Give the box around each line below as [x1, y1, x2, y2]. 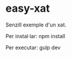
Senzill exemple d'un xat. [5, 21, 67, 28]
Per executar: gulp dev [5, 43, 61, 51]
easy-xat [5, 2, 50, 15]
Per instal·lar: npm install [5, 32, 66, 39]
